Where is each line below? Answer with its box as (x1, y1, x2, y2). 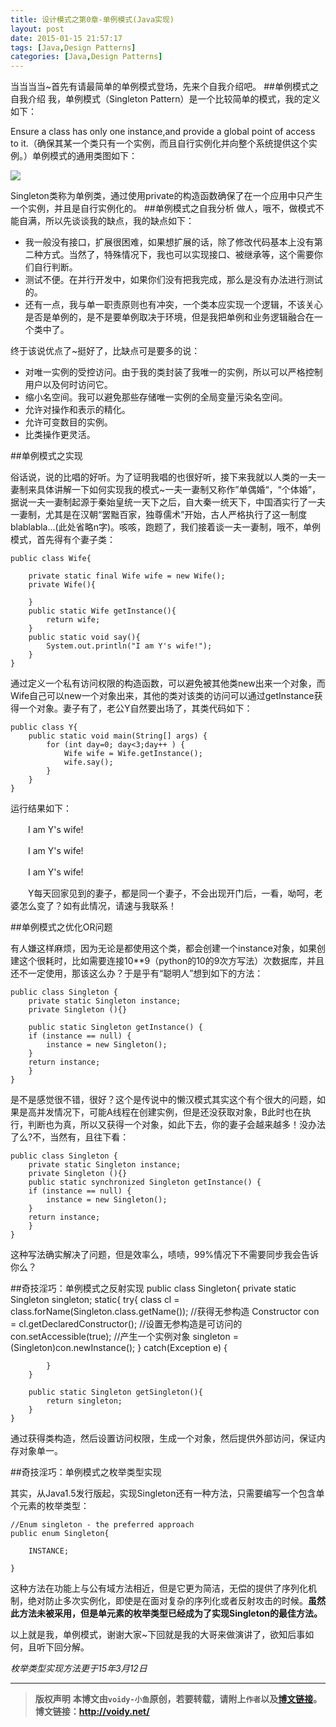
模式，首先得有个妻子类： (10, 534, 116, 546)
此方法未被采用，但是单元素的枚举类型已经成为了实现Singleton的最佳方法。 (10, 1607, 323, 1620)
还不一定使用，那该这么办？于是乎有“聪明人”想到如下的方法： (10, 967, 264, 980)
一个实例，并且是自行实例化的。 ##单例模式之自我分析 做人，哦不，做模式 (10, 202, 316, 215)
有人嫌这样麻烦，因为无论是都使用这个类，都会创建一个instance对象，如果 (10, 942, 317, 955)
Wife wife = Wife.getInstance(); (63, 749, 203, 759)
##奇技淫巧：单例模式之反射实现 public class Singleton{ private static (10, 1282, 297, 1295)
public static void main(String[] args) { (28, 731, 208, 741)
